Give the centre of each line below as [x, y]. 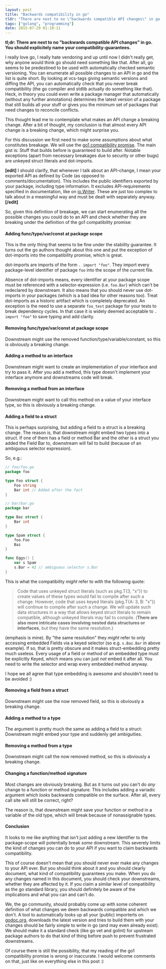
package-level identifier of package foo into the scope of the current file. [79, 270]
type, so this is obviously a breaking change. [51, 405]
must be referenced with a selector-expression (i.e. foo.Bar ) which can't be [82, 285]
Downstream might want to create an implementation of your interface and [81, 367]
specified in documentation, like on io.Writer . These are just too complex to [81, 192]
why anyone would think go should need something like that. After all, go [79, 63]
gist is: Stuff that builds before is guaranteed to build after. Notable [73, 150]
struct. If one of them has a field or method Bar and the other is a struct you [82, 438]
